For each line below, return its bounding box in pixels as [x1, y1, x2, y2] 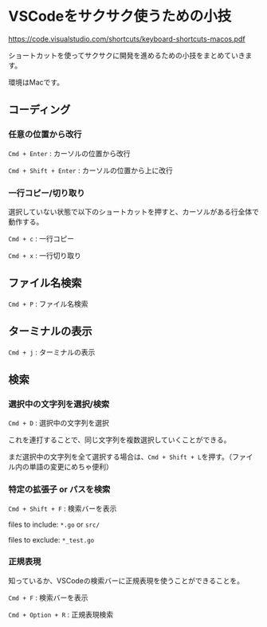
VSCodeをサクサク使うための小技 [8, 7, 232, 25]
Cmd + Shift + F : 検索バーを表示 [8, 504, 117, 513]
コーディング [8, 103, 71, 116]
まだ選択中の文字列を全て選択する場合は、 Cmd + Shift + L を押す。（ [8, 452, 233, 462]
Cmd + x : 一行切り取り [8, 250, 82, 260]
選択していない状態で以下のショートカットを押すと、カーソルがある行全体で [8, 206, 260, 216]
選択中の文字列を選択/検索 [8, 398, 110, 410]
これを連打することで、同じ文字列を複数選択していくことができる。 [8, 435, 231, 445]
